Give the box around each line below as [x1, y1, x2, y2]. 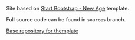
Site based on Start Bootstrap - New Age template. [6, 5, 130, 12]
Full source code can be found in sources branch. [6, 16, 126, 23]
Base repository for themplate [6, 27, 78, 34]
